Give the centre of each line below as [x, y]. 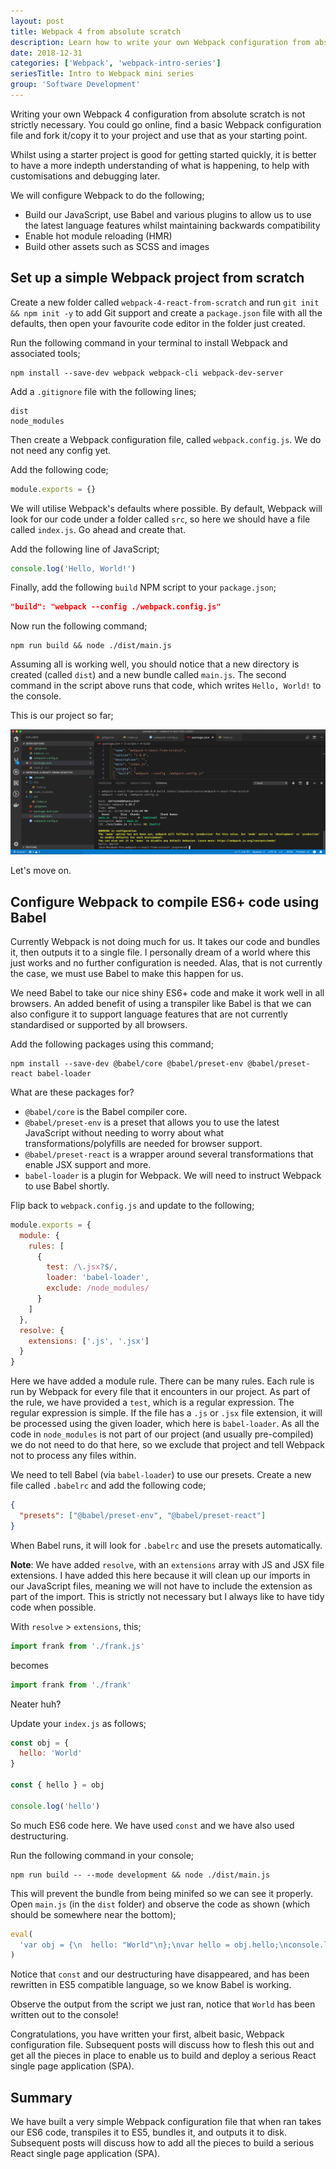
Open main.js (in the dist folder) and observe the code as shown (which [160, 1904]
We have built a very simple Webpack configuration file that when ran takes [166, 2122]
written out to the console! [64, 2015]
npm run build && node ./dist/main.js [91, 646]
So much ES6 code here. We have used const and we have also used [152, 1825]
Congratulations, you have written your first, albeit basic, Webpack [147, 2034]
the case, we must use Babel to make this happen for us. [127, 973]
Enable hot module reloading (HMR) [98, 236]
